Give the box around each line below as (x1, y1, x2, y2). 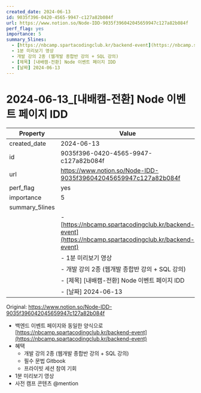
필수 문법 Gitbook (23, 358, 66, 365)
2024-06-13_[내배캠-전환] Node (6, 92, 165, 106)
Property (19, 130, 45, 138)
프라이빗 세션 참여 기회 (23, 365, 77, 372)
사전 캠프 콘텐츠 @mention (14, 380, 79, 387)
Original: (6, 304, 28, 311)
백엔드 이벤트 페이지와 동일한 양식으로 (14, 322, 103, 329)
